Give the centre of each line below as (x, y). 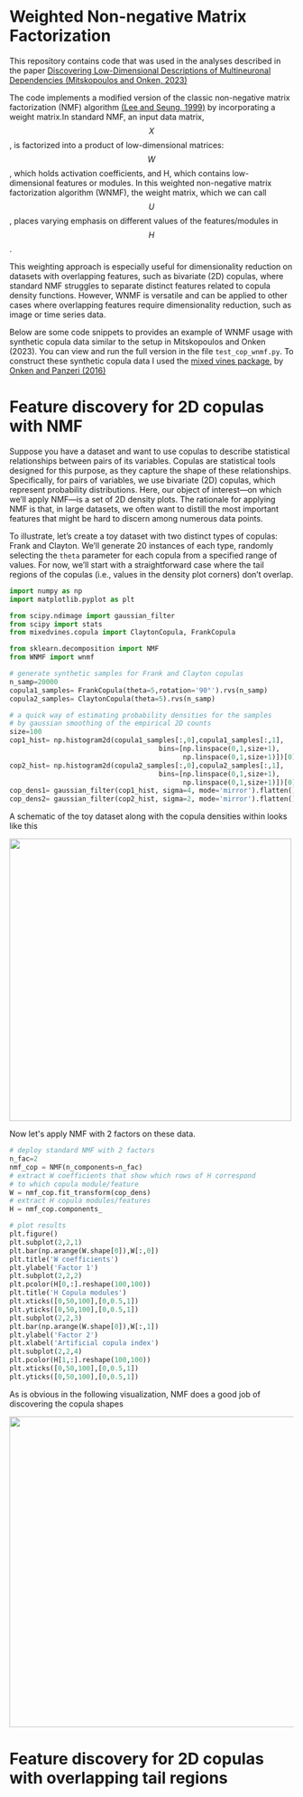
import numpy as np (46, 591)
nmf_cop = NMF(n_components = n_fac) (76, 1167)
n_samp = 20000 (34, 682)
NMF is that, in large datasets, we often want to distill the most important (144, 509)
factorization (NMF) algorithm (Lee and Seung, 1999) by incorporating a (142, 107)
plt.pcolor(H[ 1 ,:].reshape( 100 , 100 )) (80, 1360)
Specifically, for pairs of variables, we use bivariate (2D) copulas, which (142, 480)
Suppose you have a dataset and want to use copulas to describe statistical (150, 451)
